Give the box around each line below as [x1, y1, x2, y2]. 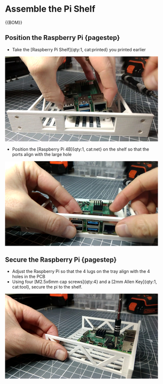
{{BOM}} [5, 19, 23, 25]
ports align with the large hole [12, 151, 72, 157]
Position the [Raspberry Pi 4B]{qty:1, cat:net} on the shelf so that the [12, 146, 149, 152]
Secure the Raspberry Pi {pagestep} [5, 255, 117, 264]
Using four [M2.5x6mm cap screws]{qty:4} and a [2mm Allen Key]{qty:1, [12, 279, 157, 285]
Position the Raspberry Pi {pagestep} [5, 34, 120, 42]
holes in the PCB [12, 274, 46, 280]
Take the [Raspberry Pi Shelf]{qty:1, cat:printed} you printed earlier [12, 46, 146, 52]
